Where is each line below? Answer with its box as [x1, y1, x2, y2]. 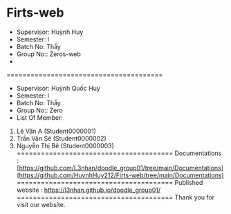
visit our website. [16, 200, 66, 208]
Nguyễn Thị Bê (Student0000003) [16, 141, 115, 150]
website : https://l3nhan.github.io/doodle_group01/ [16, 186, 161, 194]
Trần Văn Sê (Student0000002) [16, 134, 107, 143]
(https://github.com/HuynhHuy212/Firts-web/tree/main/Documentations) [16, 171, 224, 179]
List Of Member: [16, 113, 63, 122]
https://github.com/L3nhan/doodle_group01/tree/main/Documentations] [19, 163, 224, 172]
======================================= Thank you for [16, 193, 215, 202]
